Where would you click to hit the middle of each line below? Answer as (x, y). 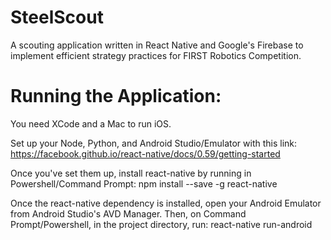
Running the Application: (116, 96)
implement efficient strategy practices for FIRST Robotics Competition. (156, 55)
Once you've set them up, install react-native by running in (131, 173)
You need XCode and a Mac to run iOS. (91, 123)
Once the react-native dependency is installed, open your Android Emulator (166, 203)
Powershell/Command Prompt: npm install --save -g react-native (144, 183)
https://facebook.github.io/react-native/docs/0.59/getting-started (145, 153)
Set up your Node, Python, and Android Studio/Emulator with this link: (154, 143)
